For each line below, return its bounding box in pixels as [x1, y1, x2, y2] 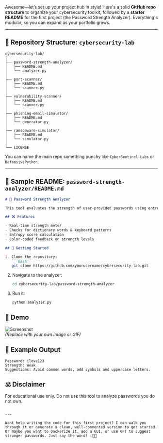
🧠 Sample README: [5, 177, 65, 186]
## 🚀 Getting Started [5, 246, 49, 250]
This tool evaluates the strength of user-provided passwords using [5, 206, 147, 211]
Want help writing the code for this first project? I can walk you [5, 421, 147, 425]
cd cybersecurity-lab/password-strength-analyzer [12, 282, 115, 287]
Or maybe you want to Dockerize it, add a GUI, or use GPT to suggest [5, 429, 151, 434]
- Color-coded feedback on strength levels [5, 236, 95, 242]
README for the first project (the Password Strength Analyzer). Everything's [5, 15, 158, 20]
